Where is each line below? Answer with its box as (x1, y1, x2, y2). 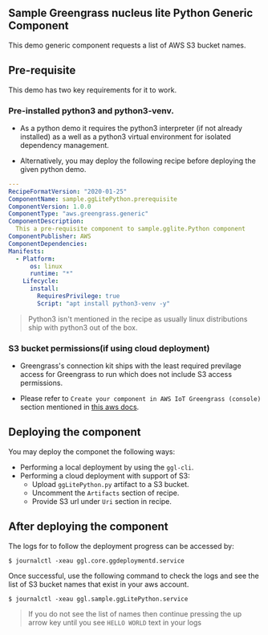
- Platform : (15, 255, 56, 263)
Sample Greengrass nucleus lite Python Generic (8, 6, 254, 20)
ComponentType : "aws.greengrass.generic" (8, 210, 149, 218)
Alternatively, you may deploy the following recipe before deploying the (19, 156, 257, 166)
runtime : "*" (29, 269, 74, 278)
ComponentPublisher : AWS (8, 232, 91, 240)
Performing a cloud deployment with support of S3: (19, 470, 190, 481)
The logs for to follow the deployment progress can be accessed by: (8, 541, 234, 551)
